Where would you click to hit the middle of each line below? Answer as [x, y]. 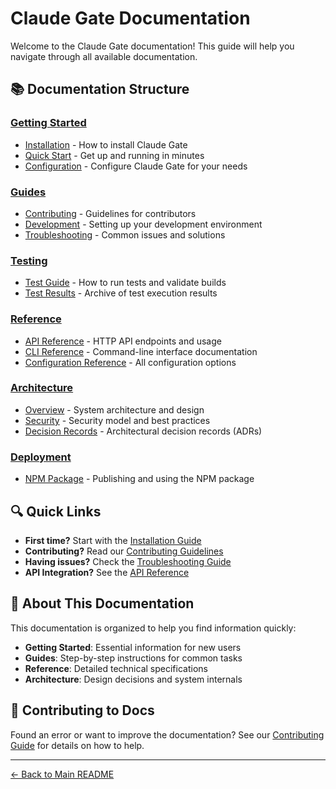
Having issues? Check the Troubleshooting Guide [128, 561]
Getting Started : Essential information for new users [133, 647]
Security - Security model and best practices [117, 420]
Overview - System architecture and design [114, 409]
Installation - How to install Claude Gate [106, 144]
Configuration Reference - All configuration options [130, 362]
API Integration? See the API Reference [107, 572]
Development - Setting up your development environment [143, 224]
